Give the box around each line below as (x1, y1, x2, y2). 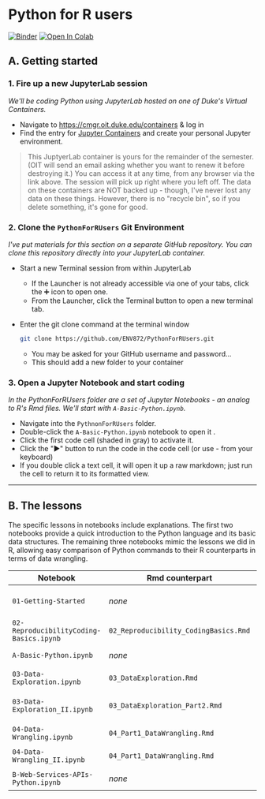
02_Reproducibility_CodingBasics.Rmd (109, 625, 251, 635)
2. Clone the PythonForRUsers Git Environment (8, 222, 185, 233)
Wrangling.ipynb (12, 732, 73, 741)
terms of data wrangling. (8, 554, 88, 563)
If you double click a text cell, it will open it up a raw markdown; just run (19, 461, 252, 470)
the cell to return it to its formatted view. (19, 469, 150, 479)
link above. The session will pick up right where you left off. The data (27, 177, 252, 186)
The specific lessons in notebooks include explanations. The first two (8, 520, 233, 529)
